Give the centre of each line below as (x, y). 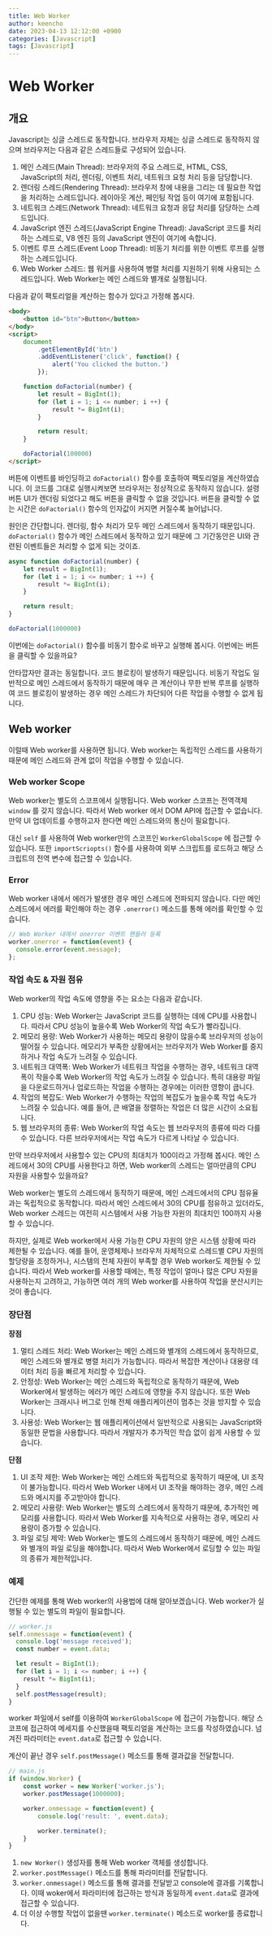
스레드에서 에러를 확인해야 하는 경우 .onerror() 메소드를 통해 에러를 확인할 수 (132, 909)
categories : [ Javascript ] (52, 39)
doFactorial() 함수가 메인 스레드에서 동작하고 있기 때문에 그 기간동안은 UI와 (130, 536)
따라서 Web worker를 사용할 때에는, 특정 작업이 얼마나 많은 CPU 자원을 (145, 1271)
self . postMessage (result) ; (61, 1694)
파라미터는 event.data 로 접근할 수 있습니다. (93, 1738)
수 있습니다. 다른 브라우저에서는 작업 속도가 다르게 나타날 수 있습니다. (130, 1138)
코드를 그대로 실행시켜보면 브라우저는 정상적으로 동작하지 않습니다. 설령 (147, 488)
